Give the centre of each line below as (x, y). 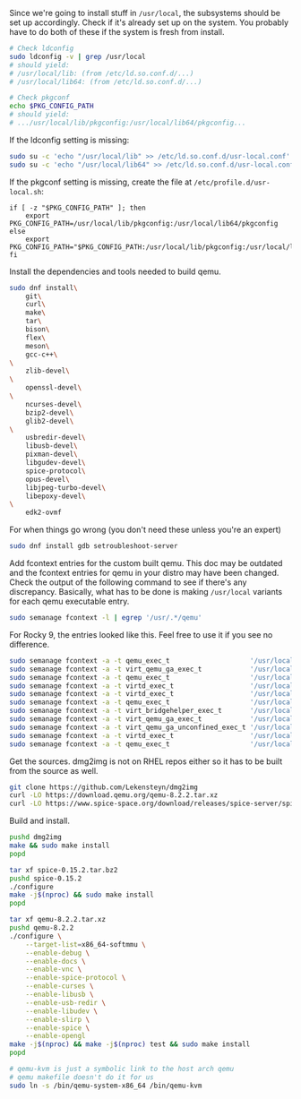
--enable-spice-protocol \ (76, 978)
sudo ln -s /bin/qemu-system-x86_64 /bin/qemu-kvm (106, 1086)
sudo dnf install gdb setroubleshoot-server (94, 546)
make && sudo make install (60, 846)
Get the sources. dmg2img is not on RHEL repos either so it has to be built (146, 761)
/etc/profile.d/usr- (232, 183)
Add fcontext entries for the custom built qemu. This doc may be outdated (146, 563)
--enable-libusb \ (60, 994)
